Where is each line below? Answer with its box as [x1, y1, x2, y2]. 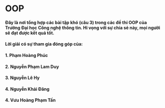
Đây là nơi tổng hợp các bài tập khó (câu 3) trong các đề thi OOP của [5, 19, 147, 25]
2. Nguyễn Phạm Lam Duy [5, 63, 59, 69]
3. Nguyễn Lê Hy [5, 75, 40, 81]
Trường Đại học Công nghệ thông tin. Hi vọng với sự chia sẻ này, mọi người [5, 25, 161, 30]
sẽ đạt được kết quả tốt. [5, 30, 55, 36]
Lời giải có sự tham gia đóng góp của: [5, 41, 83, 47]
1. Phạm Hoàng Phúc [5, 52, 48, 58]
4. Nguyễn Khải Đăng [5, 86, 50, 92]
